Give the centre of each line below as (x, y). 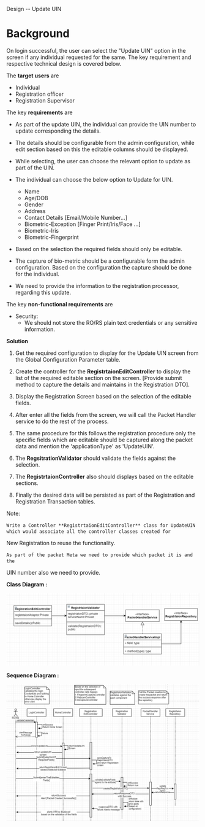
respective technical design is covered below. (64, 63)
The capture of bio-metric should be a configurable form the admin (100, 261)
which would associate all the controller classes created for (89, 531)
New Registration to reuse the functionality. (61, 543)
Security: (27, 316)
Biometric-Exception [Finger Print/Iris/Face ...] (82, 224)
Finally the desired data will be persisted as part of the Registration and (105, 495)
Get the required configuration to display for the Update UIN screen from (107, 353)
